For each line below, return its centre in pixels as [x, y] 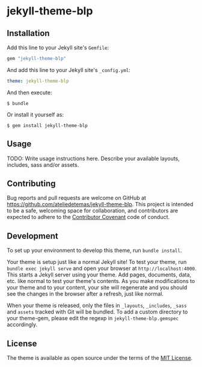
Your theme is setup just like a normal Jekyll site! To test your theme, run [97, 262]
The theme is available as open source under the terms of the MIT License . [100, 358]
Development [33, 236]
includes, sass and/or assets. [43, 165]
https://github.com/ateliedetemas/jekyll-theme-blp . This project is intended [100, 204]
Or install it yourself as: [35, 115]
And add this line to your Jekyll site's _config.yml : [69, 70]
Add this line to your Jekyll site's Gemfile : [58, 47]
